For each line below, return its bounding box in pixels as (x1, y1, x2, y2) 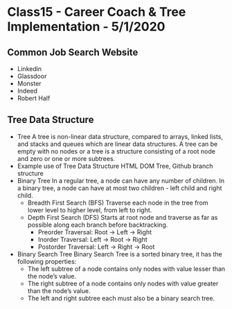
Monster (17, 79, 42, 87)
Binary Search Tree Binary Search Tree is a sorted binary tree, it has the (17, 250, 223, 258)
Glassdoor (17, 72, 47, 80)
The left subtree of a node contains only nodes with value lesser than (27, 264, 226, 273)
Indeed (17, 87, 38, 95)
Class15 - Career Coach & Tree (7, 4, 186, 20)
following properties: (17, 257, 77, 265)
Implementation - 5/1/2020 (7, 19, 166, 35)
